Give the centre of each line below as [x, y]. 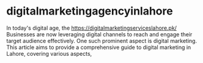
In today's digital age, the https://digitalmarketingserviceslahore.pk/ [92, 28]
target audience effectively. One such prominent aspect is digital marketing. [102, 41]
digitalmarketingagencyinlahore [90, 11]
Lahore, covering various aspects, [49, 53]
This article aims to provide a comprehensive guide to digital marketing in [99, 47]
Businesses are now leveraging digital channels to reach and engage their [99, 34]
